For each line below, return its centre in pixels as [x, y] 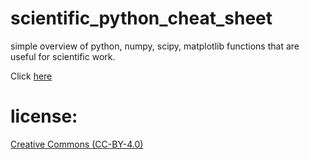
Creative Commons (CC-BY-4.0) [77, 144]
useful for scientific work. [63, 56]
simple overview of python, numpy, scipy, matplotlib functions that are [155, 46]
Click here [31, 76]
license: [44, 116]
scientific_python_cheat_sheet [141, 18]
